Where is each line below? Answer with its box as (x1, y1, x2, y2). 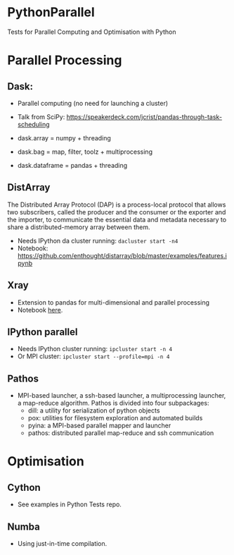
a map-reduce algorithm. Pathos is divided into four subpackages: (17, 399, 209, 408)
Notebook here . (17, 305, 63, 314)
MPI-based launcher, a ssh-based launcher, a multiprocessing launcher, (17, 391, 226, 400)
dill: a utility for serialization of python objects (27, 406, 160, 415)
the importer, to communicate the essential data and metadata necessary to (7, 215, 227, 224)
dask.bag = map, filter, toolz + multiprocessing (17, 147, 153, 156)
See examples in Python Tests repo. (17, 500, 122, 508)
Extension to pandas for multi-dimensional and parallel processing (17, 298, 209, 307)
